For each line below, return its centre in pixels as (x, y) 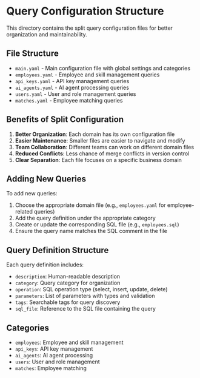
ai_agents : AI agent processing (54, 355)
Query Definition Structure (58, 250)
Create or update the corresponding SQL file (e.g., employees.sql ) (97, 224)
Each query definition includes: (45, 265)
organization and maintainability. (47, 34)
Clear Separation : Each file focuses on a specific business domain (98, 160)
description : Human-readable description (67, 277)
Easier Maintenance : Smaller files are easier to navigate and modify (100, 140)
